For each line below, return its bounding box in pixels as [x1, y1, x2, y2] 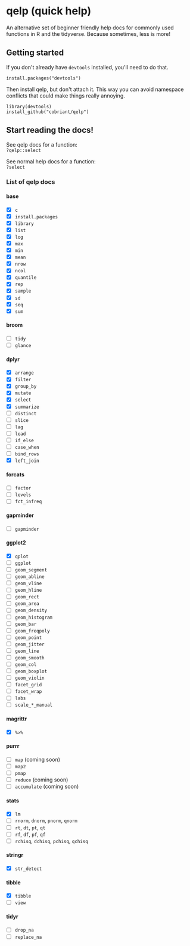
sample [14, 288, 32, 294]
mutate [14, 390, 32, 396]
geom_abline [14, 574, 45, 580]
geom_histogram [14, 615, 53, 620]
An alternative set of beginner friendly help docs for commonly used [6, 24, 174, 31]
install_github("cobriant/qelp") [6, 109, 89, 115]
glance [14, 342, 32, 348]
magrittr [6, 715, 27, 722]
